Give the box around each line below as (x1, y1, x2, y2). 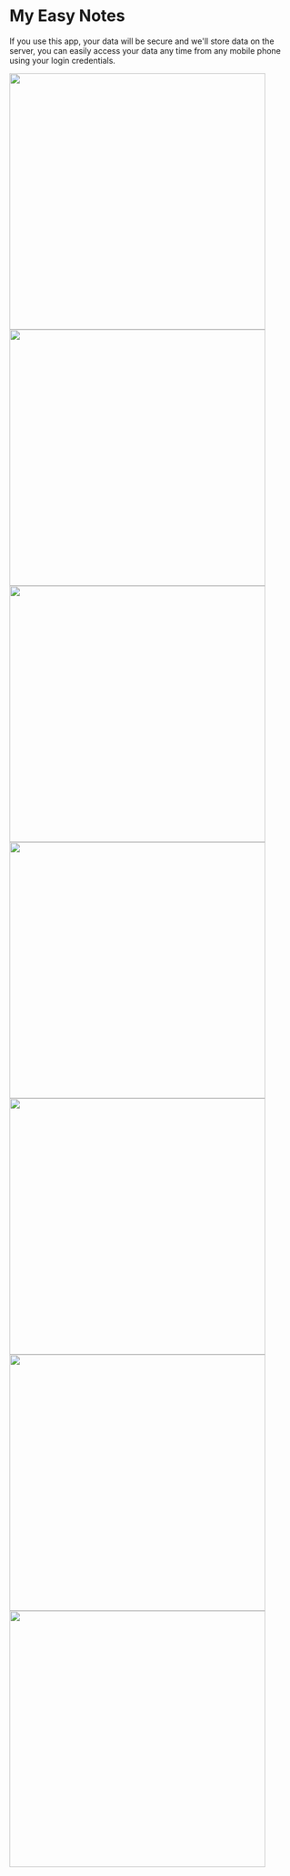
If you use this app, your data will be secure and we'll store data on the (9, 36, 275, 46)
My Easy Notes (9, 5, 125, 26)
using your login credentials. (9, 55, 116, 66)
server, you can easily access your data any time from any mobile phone (9, 45, 282, 56)
